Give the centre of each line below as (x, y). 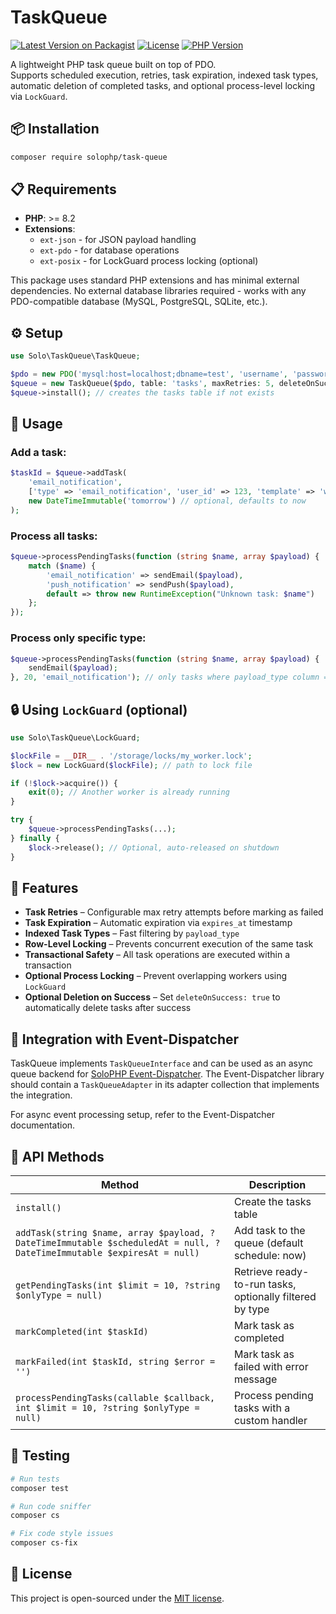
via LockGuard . (39, 96)
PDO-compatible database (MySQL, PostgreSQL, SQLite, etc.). (139, 302)
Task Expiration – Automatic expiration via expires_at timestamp (158, 923)
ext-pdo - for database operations (109, 250)
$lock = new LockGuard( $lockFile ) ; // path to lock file (131, 765)
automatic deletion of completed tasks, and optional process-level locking (163, 85)
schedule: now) (270, 1256)
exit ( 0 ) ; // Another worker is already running (129, 792)
